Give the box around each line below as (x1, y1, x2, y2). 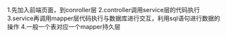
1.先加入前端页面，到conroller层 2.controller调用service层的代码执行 (7, 6, 200, 13)
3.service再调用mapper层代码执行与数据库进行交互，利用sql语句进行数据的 (7, 14, 220, 22)
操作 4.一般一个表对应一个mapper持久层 (7, 23, 121, 30)
